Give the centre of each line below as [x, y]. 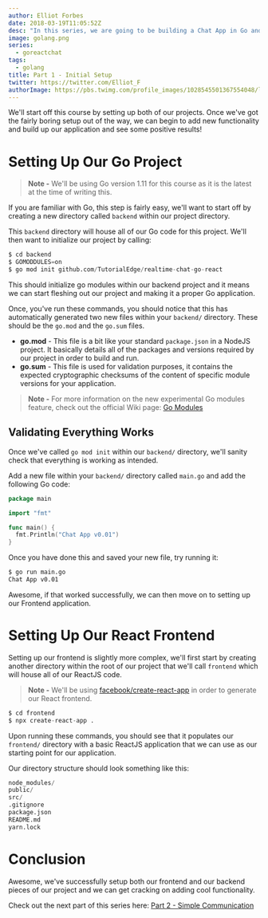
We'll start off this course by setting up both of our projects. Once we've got [134, 112]
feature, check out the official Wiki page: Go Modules [115, 407]
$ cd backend [30, 255]
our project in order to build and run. [79, 358]
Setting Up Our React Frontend [112, 636]
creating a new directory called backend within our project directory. [119, 216]
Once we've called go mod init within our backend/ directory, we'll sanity [128, 451]
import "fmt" [30, 513]
